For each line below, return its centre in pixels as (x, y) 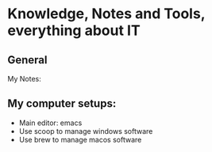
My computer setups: (62, 104)
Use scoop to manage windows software (86, 131)
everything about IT (74, 30)
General (28, 60)
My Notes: (24, 79)
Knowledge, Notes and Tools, (106, 14)
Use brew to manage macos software (80, 139)
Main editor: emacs (50, 123)
